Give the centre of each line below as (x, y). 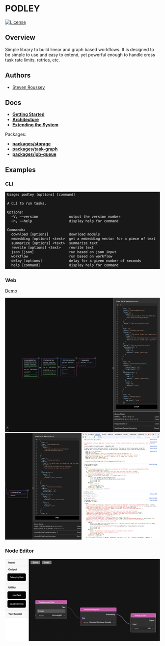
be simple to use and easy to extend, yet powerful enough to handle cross (80, 55)
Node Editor (20, 551)
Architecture (26, 120)
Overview (20, 38)
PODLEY (23, 9)
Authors (18, 75)
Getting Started (28, 114)
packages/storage (31, 144)
